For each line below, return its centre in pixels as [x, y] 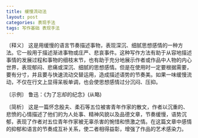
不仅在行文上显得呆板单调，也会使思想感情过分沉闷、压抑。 [88, 82]
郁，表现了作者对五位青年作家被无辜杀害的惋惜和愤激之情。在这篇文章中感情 [99, 122]
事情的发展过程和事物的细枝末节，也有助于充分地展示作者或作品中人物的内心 [99, 60]
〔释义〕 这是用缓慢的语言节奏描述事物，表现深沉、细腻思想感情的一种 [92, 45]
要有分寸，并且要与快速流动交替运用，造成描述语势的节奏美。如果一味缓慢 [96, 75]
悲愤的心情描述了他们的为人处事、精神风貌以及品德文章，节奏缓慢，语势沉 [96, 115]
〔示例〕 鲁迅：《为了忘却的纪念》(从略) [54, 95]
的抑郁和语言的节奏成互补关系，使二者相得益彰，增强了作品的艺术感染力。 [96, 129]
